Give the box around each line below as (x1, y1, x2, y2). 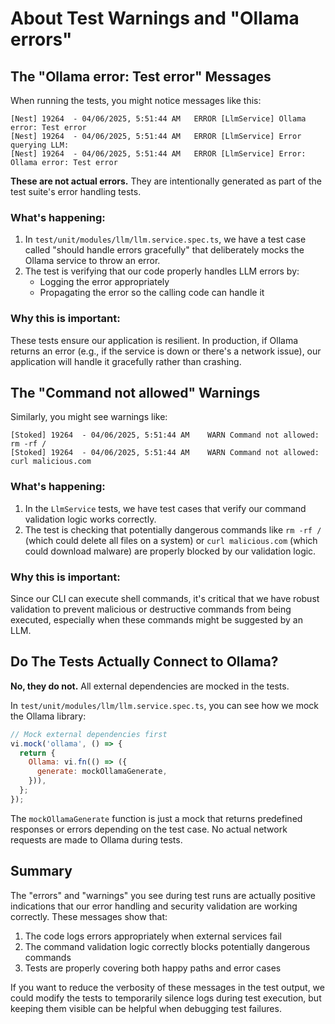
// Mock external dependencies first (10, 729, 168, 739)
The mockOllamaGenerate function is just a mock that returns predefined (10, 812, 303, 824)
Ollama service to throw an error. (24, 255, 161, 267)
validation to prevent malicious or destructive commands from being (10, 603, 292, 615)
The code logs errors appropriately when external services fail (24, 930, 283, 942)
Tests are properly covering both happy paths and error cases (24, 962, 282, 974)
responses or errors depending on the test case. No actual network (10, 823, 288, 835)
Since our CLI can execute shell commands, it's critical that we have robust (10, 593, 320, 604)
